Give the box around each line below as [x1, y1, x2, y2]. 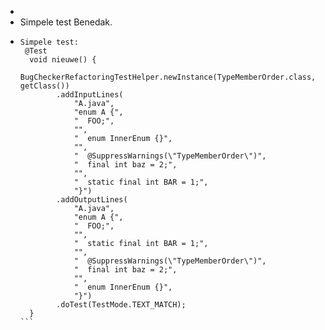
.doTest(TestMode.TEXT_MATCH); [56, 300, 187, 310]
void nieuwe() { [29, 55, 97, 65]
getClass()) [19, 81, 70, 91]
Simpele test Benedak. [19, 16, 113, 28]
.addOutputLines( [56, 195, 128, 205]
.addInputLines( [56, 90, 124, 100]
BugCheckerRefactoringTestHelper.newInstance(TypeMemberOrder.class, [19, 72, 317, 82]
